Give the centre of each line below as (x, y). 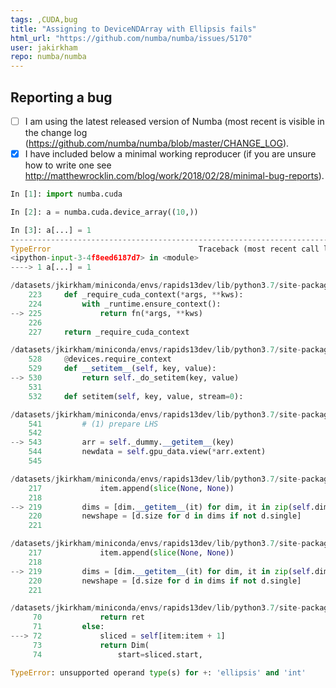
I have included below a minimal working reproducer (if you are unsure (170, 154)
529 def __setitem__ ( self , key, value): (122, 369)
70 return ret (88, 617)
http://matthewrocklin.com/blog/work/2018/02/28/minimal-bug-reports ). (174, 176)
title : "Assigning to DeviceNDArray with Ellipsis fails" (133, 29)
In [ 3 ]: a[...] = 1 (51, 230)
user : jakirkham (44, 47)
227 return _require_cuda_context (109, 332)
